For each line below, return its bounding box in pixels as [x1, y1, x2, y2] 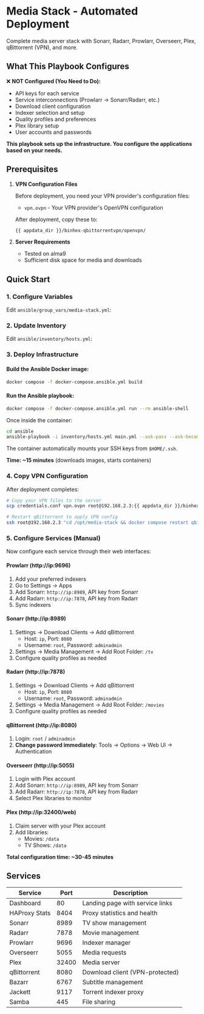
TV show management [82, 919, 147, 927]
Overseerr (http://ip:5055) [6, 761, 75, 769]
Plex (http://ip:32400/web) [6, 808, 76, 815]
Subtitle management [82, 978, 144, 987]
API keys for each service [15, 89, 80, 97]
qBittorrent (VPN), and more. [6, 44, 78, 51]
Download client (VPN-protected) [82, 968, 179, 976]
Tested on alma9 [24, 250, 66, 258]
